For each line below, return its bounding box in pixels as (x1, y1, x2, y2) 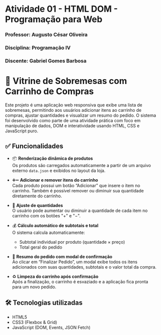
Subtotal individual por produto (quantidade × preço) (19, 239, 125, 245)
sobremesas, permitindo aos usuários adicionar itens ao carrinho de (5, 107, 142, 113)
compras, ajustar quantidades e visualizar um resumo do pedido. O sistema (5, 112, 157, 118)
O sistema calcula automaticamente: (12, 230, 85, 235)
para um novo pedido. (12, 284, 56, 290)
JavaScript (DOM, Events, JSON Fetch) (12, 324, 91, 330)
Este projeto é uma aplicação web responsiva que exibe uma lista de (5, 102, 143, 108)
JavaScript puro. (5, 128, 38, 134)
